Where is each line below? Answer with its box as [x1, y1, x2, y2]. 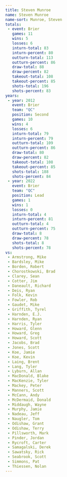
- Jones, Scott [7, 345, 40, 350]
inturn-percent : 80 [12, 50, 53, 55]
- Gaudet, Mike [7, 302, 40, 307]
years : [5, 93, 19, 98]
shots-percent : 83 [12, 88, 51, 94]
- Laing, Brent [7, 359, 40, 365]
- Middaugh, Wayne [7, 402, 47, 407]
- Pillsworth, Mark [7, 430, 49, 436]
